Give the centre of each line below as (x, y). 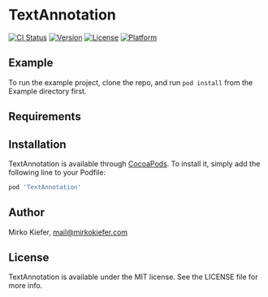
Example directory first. (48, 91)
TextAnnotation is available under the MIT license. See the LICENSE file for (133, 277)
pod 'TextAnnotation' (45, 187)
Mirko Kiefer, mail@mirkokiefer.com (68, 232)
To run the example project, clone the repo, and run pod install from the (131, 82)
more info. (26, 286)
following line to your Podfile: (57, 172)
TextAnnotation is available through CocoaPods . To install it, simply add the (134, 163)
